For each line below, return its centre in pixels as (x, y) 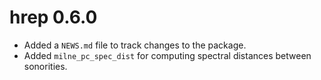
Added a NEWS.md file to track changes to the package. (135, 45)
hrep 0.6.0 (53, 17)
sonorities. (45, 66)
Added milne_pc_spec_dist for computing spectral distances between (167, 55)
